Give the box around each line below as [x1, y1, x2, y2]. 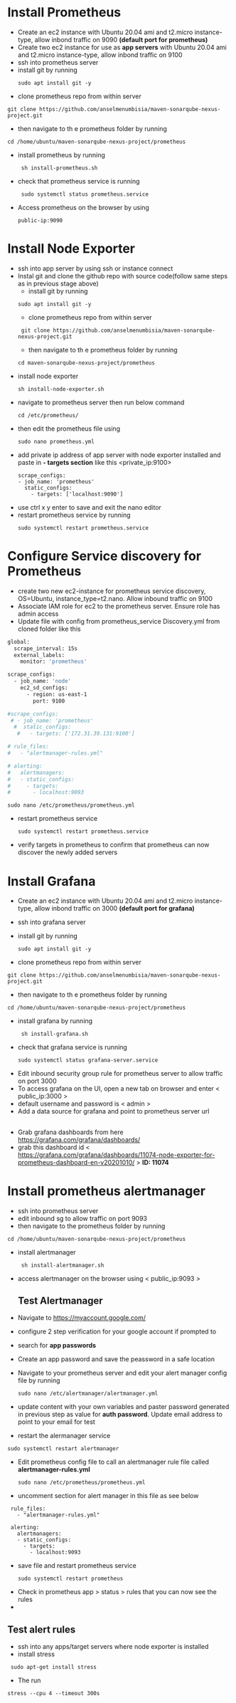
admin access [17, 609, 59, 618]
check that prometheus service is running [17, 177, 140, 185]
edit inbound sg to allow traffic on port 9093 [17, 1214, 148, 1222]
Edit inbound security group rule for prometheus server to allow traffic [17, 1069, 223, 1078]
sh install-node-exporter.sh [17, 385, 104, 392]
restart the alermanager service [17, 1432, 111, 1440]
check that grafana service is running [17, 1043, 128, 1052]
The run [17, 1676, 41, 1684]
